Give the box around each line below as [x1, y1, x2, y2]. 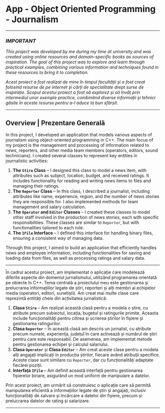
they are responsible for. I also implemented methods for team [12, 199, 139, 205]
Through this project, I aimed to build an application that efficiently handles [5, 245, 157, 251]
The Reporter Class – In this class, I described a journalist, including [12, 188, 150, 194]
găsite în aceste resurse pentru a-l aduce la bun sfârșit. [5, 100, 118, 106]
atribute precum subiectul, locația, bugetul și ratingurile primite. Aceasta [12, 310, 159, 316]
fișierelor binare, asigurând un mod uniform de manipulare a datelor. [12, 373, 150, 379]
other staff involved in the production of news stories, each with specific [12, 215, 159, 220]
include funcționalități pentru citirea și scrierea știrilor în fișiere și [12, 315, 143, 321]
